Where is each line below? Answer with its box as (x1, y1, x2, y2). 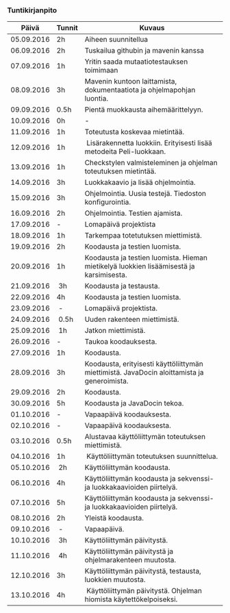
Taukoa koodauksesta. (84, 337, 157, 347)
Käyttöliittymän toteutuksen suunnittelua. (86, 451, 218, 461)
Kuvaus (139, 23, 165, 33)
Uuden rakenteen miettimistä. (84, 314, 179, 324)
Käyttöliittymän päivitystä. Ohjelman (86, 586, 203, 596)
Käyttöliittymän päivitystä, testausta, (84, 566, 202, 576)
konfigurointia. (84, 197, 131, 207)
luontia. (84, 94, 108, 103)
